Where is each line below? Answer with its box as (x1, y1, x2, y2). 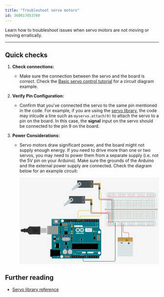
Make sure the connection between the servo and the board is (19, 73, 145, 79)
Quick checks (5, 51, 48, 59)
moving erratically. (5, 32, 42, 38)
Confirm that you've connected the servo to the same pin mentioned (19, 102, 157, 108)
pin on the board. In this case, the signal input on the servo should (19, 118, 153, 124)
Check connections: (12, 64, 55, 70)
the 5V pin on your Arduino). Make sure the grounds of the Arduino (19, 158, 154, 163)
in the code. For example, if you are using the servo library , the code (19, 108, 157, 114)
